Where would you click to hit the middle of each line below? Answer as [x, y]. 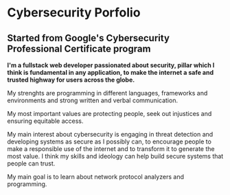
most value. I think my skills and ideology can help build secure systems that [115, 156]
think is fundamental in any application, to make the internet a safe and [111, 72]
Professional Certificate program [79, 48]
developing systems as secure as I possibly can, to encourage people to [109, 141]
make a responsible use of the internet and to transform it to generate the [111, 149]
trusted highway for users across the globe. [71, 80]
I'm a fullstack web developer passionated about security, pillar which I [111, 65]
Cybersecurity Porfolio [74, 13]
